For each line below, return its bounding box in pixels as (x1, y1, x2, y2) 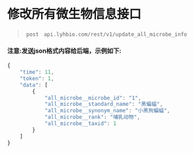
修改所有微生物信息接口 (7, 6, 142, 22)
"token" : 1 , (19, 75, 54, 82)
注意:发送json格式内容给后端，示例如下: (7, 46, 122, 55)
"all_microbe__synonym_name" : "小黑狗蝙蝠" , (44, 107, 170, 114)
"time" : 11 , (19, 69, 54, 76)
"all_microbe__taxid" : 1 (44, 120, 117, 127)
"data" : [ (19, 81, 49, 89)
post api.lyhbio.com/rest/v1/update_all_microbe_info (26, 30, 188, 38)
